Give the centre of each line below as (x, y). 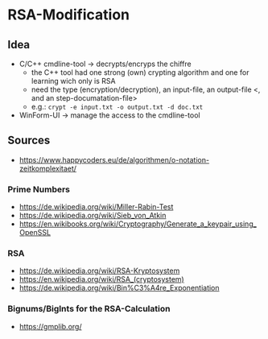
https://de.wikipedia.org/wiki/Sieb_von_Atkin (93, 216)
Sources (29, 141)
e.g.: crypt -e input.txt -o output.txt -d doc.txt (117, 107)
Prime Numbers (39, 189)
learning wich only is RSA (73, 81)
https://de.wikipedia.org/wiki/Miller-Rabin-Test (96, 207)
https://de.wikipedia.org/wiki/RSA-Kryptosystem (99, 271)
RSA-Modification (69, 15)
